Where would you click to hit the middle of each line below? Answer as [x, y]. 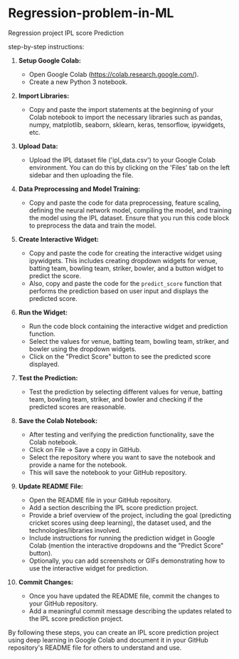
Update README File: [51, 486]
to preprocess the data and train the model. [92, 225]
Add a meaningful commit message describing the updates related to [130, 611]
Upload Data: [38, 146]
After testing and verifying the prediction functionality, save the [122, 434]
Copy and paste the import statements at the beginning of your [121, 109]
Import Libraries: [44, 96]
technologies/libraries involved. [75, 530]
